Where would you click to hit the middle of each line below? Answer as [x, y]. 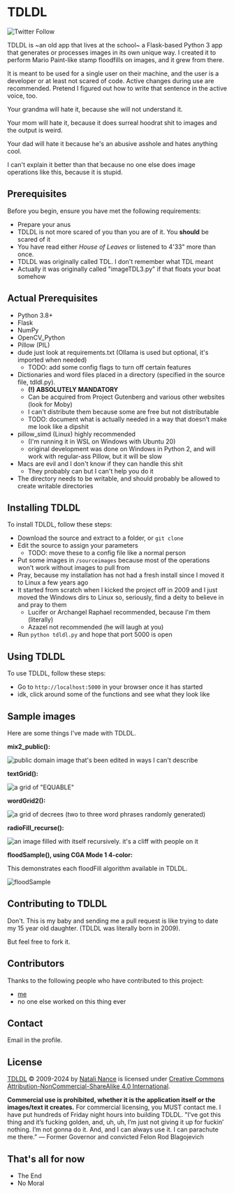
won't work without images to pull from [74, 568]
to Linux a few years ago [53, 583]
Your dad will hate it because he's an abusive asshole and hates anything [112, 143]
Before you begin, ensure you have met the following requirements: [104, 211]
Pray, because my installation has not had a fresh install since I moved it [121, 575]
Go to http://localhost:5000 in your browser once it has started [110, 687]
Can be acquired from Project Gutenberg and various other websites [126, 397]
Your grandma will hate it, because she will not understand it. [95, 109]
